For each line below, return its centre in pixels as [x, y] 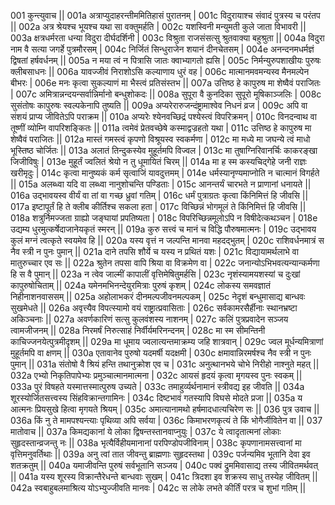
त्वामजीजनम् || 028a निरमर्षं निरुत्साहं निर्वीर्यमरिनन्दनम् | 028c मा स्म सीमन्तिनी [138, 330]
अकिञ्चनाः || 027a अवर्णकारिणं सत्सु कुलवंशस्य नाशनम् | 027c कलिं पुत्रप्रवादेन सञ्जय [149, 319]
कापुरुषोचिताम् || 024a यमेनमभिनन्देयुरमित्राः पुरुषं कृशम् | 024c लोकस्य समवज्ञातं [141, 285]
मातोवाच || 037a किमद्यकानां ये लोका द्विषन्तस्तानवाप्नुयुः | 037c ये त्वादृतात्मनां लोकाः [146, 431]
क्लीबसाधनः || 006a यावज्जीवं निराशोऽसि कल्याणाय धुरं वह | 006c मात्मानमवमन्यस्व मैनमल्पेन [160, 71]
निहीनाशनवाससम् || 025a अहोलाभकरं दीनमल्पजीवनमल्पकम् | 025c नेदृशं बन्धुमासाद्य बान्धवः [158, 296]
